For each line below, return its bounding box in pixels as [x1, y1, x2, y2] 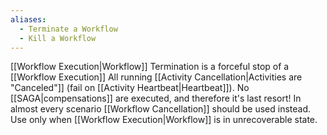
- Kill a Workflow [19, 33, 97, 43]
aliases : [10, 14, 47, 25]
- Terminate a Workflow [19, 24, 118, 34]
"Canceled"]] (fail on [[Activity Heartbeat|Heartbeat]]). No [10, 82, 250, 94]
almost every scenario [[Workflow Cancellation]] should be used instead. [10, 103, 312, 115]
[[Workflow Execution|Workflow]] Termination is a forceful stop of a [10, 61, 290, 73]
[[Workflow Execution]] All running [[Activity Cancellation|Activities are [10, 71, 303, 83]
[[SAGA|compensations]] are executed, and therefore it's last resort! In [10, 92, 302, 105]
